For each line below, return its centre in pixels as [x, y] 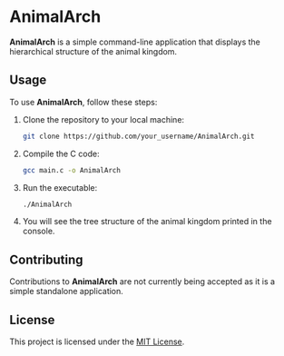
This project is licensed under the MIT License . [97, 341]
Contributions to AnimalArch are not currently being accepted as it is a [142, 282]
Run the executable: [60, 187]
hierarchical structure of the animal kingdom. [93, 51]
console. [39, 231]
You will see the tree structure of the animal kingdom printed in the [147, 222]
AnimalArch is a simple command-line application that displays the [135, 42]
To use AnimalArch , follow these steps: [83, 102]
